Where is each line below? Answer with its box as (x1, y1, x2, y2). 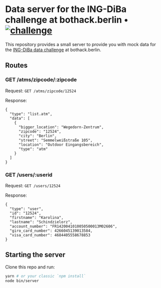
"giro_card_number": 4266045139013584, (9, 228, 93, 233)
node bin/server (5, 278, 39, 283)
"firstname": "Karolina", (9, 215, 64, 220)
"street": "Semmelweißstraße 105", (18, 138, 93, 143)
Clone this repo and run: (5, 264, 55, 270)
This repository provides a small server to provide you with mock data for (5, 41, 156, 47)
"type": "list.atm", (9, 111, 52, 116)
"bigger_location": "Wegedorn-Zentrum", (18, 124, 104, 130)
